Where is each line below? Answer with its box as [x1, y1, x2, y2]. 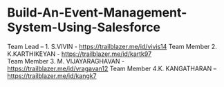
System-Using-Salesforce [7, 19, 161, 35]
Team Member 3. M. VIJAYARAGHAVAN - [7, 57, 125, 65]
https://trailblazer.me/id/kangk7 [7, 71, 97, 80]
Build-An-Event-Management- [7, 5, 187, 21]
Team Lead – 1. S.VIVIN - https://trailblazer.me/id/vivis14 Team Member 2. [7, 42, 218, 50]
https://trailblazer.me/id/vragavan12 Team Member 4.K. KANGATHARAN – [7, 64, 217, 72]
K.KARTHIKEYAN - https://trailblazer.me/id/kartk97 [7, 50, 152, 58]
